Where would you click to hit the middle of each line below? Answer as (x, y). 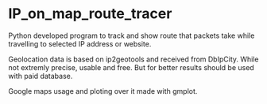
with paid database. (41, 76)
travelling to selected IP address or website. (80, 43)
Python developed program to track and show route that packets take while (132, 35)
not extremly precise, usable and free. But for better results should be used (131, 67)
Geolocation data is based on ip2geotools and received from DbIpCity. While (133, 59)
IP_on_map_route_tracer (90, 14)
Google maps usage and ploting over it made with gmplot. (103, 91)
